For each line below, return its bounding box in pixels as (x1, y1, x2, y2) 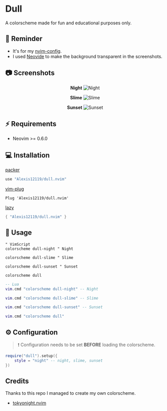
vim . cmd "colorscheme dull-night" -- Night (5, 286, 99, 291)
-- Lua (5, 282, 19, 287)
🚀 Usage (5, 229, 32, 237)
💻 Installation (5, 151, 50, 160)
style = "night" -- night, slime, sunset (14, 358, 103, 363)
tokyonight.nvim (12, 400, 47, 406)
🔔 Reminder (5, 34, 43, 43)
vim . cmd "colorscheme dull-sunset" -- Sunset (5, 305, 103, 310)
